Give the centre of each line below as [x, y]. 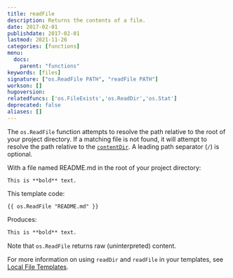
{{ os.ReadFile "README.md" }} [53, 206]
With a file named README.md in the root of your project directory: [104, 167]
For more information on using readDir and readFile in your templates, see [115, 259]
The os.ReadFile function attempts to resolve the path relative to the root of [116, 131]
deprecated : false [34, 105]
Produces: [22, 219]
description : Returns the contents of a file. [76, 20]
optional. [20, 154]
